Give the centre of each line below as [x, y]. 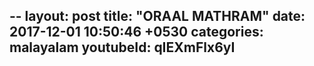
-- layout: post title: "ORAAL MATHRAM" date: [157, 16]
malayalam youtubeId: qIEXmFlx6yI [122, 47]
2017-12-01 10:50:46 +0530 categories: [136, 32]
